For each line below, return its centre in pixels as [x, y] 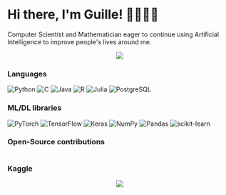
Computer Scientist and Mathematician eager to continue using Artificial [113, 34]
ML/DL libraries [35, 108]
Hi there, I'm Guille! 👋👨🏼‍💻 [83, 15]
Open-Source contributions [56, 142]
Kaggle [20, 169]
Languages [27, 74]
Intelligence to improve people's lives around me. [79, 41]
